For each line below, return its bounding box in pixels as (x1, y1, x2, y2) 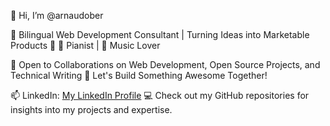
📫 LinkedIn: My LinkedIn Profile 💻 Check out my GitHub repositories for (10, 90, 310, 101)
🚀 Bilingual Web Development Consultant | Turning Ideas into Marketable (10, 29, 310, 40)
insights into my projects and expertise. (10, 104, 173, 115)
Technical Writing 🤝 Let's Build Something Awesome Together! (10, 70, 268, 81)
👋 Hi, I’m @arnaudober (10, 10, 104, 21)
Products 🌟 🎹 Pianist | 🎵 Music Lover (10, 40, 161, 51)
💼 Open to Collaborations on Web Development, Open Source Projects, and (10, 59, 321, 70)
